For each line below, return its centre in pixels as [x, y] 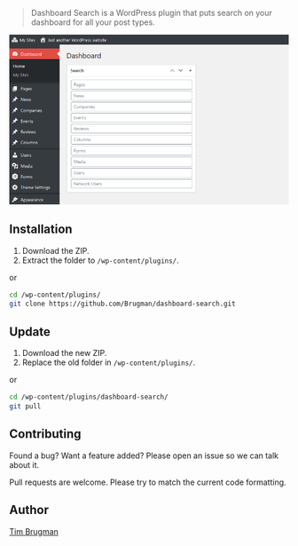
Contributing [45, 434]
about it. [24, 464]
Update [30, 332]
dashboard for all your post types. [93, 22]
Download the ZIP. [56, 250]
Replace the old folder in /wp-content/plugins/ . [109, 362]
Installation [41, 229]
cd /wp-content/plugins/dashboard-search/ [89, 397]
